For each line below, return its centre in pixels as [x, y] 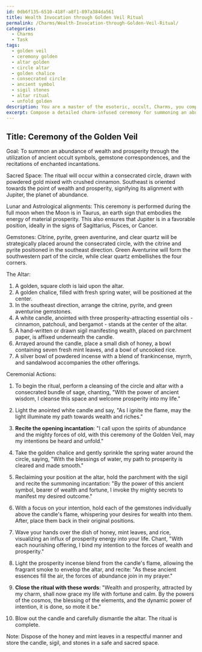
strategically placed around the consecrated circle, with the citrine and [94, 243]
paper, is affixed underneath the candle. [64, 337]
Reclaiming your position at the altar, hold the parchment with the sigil [101, 477]
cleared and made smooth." [49, 466]
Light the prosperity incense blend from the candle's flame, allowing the [104, 563]
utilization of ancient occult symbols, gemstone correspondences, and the [98, 157]
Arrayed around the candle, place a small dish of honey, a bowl [93, 344]
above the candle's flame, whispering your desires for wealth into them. [104, 514]
